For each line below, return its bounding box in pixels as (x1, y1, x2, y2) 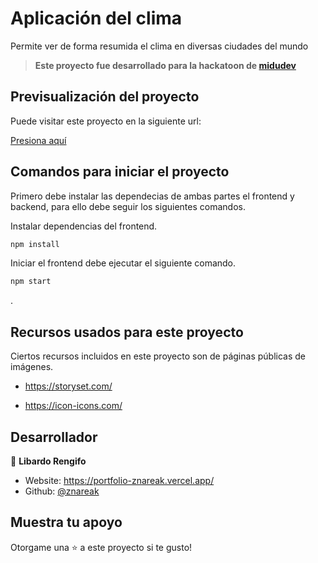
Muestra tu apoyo (10, 514, 123, 531)
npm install (10, 239, 60, 249)
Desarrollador (10, 428, 98, 446)
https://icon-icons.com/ (24, 400, 123, 412)
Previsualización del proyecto (10, 88, 200, 106)
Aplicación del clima (10, 7, 183, 30)
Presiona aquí (10, 134, 67, 146)
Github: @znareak (24, 485, 100, 497)
